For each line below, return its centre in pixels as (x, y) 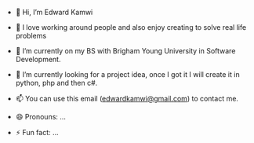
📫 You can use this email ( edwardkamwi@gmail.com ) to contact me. (127, 99)
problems (31, 36)
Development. (38, 59)
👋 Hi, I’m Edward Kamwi (54, 12)
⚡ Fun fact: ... (37, 132)
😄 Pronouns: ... (41, 117)
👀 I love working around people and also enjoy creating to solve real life (131, 27)
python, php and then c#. (56, 83)
